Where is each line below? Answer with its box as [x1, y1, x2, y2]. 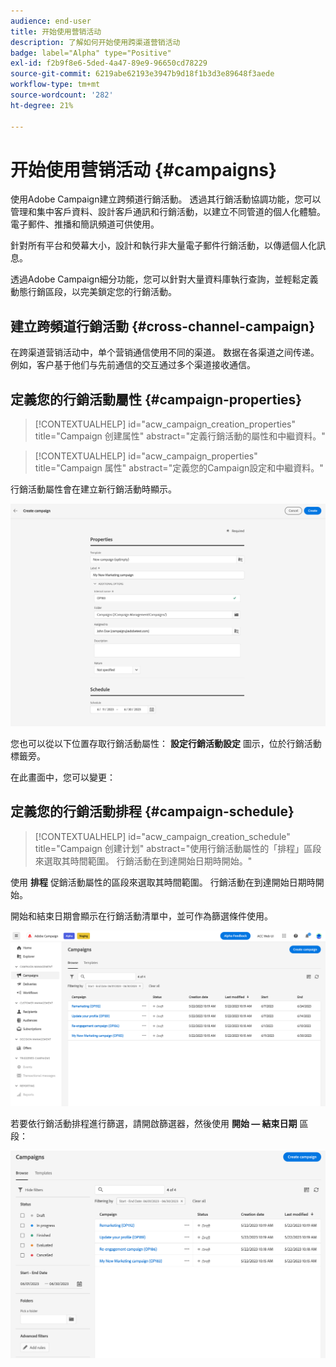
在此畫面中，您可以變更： [10, 771, 116, 783]
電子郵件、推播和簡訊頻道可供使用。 [10, 218, 160, 230]
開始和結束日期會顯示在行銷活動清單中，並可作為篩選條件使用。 [10, 910, 273, 922]
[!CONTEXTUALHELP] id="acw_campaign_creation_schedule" [34, 830, 291, 842]
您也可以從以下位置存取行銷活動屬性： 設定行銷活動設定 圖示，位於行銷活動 [10, 737, 322, 749]
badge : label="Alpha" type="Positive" [10, 48, 172, 58]
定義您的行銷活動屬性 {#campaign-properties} [10, 391, 303, 408]
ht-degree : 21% [10, 100, 74, 110]
